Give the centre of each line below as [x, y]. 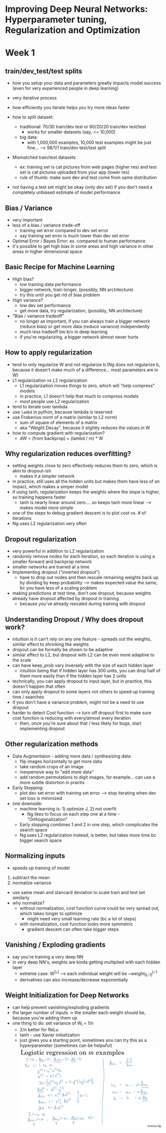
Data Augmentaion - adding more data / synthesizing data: [72, 756]
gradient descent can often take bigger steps [73, 929]
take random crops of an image [52, 766]
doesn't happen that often [39, 686]
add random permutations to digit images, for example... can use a [87, 777]
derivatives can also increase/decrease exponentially [74, 979]
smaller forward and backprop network [52, 562]
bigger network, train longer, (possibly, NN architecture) [77, 289]
